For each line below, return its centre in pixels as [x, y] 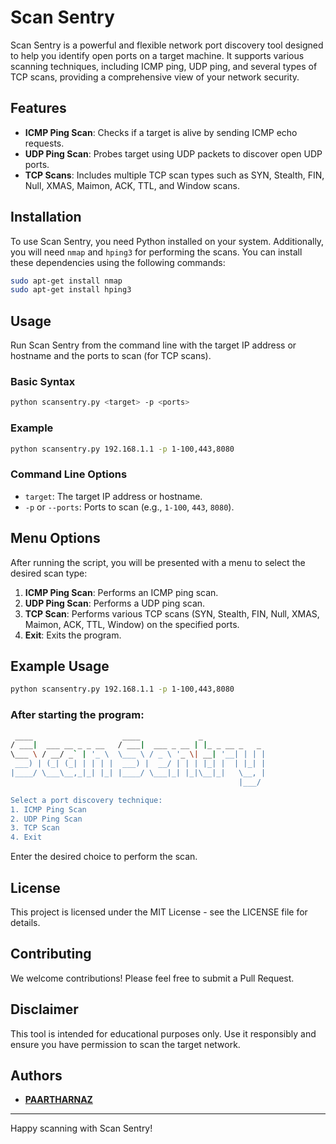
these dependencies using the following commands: [118, 262]
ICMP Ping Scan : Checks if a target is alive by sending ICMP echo [161, 132]
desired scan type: [49, 573]
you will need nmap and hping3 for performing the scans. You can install [156, 252]
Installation [46, 217]
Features [38, 108]
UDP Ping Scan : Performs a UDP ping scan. [115, 603]
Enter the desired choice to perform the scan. [104, 857]
